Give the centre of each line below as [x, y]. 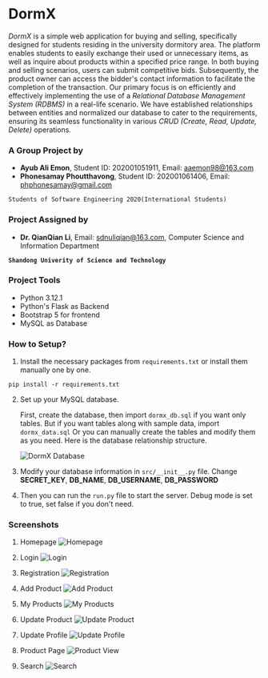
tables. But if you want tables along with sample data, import [120, 423]
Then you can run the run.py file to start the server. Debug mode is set [136, 495]
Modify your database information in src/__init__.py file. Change [128, 471]
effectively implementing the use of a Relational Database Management [127, 95]
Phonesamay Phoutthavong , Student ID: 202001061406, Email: [125, 176]
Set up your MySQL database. [69, 399]
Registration [40, 573]
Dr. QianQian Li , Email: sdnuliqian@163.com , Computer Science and [132, 237]
